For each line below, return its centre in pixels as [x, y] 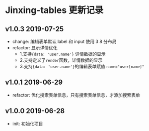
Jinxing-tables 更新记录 [54, 10]
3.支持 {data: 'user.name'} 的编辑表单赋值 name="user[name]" [82, 66]
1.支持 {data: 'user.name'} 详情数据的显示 [63, 54]
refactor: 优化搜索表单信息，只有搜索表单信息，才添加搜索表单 [76, 95]
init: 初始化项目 [28, 124]
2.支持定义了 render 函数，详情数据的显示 [61, 60]
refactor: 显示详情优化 [35, 48]
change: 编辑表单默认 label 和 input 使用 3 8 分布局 [64, 41]
